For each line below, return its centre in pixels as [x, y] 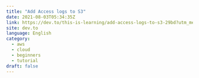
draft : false [22, 66]
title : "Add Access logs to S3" [46, 11]
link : [13, 22]
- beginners [26, 55]
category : [18, 39]
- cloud [21, 50]
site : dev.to [22, 28]
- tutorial [25, 60]
